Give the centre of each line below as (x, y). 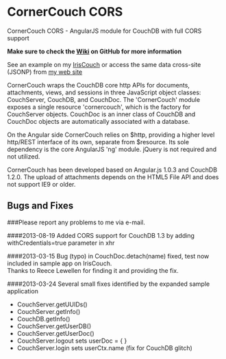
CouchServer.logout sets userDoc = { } (72, 341)
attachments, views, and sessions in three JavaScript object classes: (104, 92)
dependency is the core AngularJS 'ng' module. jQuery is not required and (112, 149)
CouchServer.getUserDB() (54, 326)
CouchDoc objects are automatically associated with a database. (99, 121)
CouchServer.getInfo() (49, 311)
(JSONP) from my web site (45, 72)
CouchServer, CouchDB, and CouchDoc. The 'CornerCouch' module (104, 99)
